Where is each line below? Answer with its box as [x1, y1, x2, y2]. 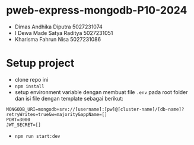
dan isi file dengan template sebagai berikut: [14, 95, 123, 102]
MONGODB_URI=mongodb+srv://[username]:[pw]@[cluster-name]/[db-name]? [6, 106, 185, 112]
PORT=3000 [6, 117, 31, 123]
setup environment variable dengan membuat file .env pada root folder [14, 88, 188, 95]
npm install [14, 83, 44, 89]
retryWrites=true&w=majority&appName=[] [6, 111, 108, 117]
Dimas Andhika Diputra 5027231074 [14, 23, 103, 30]
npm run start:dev [14, 133, 61, 139]
